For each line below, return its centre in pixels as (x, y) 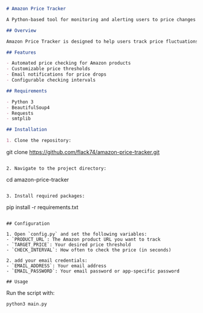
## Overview (21, 30)
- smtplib (19, 119)
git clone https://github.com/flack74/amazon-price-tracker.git (83, 152)
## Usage (17, 282)
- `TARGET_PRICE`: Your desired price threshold (69, 245)
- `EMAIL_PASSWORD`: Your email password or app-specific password (93, 271)
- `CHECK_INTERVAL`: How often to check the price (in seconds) (89, 250)
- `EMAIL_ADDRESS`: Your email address (56, 266)
